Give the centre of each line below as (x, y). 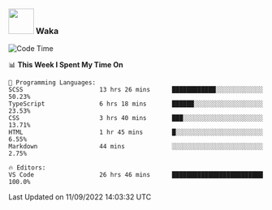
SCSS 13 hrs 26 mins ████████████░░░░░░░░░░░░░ (136, 90)
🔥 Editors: (27, 168)
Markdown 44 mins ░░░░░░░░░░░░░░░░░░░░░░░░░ (136, 147)
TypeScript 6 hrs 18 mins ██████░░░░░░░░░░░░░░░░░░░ (136, 104)
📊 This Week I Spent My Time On (66, 65)
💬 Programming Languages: (52, 83)
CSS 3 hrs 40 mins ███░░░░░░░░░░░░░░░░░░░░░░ (136, 118)
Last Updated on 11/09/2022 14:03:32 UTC (80, 197)
